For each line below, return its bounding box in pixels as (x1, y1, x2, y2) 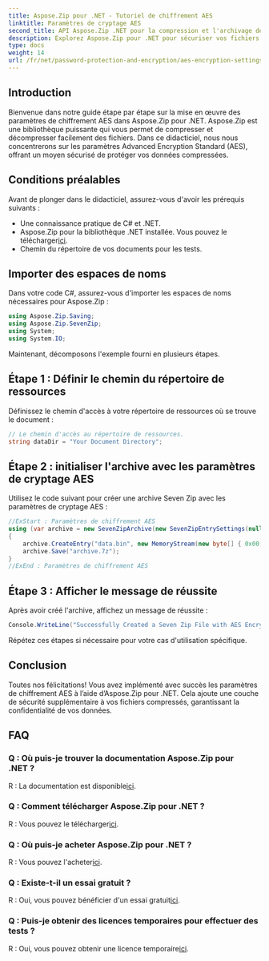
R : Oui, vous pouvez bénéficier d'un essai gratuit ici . (8, 895, 180, 905)
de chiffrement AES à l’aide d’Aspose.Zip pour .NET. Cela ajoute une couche (8, 688, 259, 698)
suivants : (8, 203, 40, 212)
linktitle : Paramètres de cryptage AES (8, 19, 142, 27)
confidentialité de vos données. (8, 706, 112, 715)
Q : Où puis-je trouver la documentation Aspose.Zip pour (8, 753, 235, 764)
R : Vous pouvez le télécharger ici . (8, 818, 119, 829)
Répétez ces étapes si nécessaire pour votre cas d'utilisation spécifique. (8, 636, 247, 645)
